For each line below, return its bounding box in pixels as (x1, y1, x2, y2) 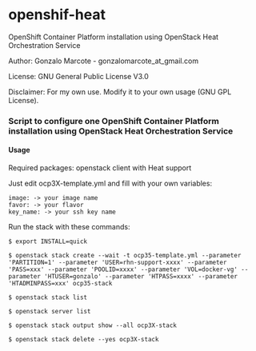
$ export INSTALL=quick (8, 237, 88, 245)
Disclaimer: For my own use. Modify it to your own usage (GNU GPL (8, 86, 232, 97)
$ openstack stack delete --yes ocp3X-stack (8, 336, 159, 344)
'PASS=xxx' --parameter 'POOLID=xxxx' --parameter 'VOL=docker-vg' (8, 265, 238, 273)
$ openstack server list (8, 308, 91, 316)
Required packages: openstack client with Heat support (8, 163, 192, 173)
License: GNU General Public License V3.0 (8, 71, 150, 81)
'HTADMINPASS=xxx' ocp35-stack (8, 280, 113, 288)
